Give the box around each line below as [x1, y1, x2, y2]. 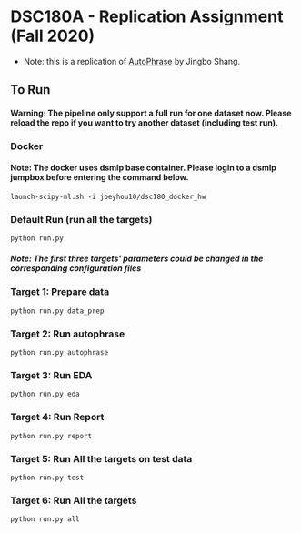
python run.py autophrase [10, 347, 108, 357]
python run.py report [10, 431, 93, 440]
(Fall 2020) [10, 25, 95, 46]
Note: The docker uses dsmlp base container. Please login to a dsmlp [10, 162, 276, 174]
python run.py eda [10, 389, 80, 399]
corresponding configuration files [10, 262, 142, 274]
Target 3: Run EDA [10, 368, 93, 381]
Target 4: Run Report [10, 411, 105, 424]
